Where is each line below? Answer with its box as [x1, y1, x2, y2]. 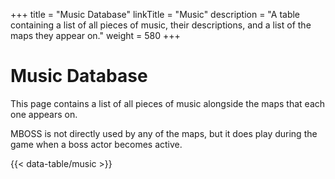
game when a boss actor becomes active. [10, 138, 183, 150]
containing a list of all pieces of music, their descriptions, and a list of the [10, 19, 312, 31]
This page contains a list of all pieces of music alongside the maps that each [10, 97, 326, 109]
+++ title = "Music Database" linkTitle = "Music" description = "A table [10, 9, 301, 20]
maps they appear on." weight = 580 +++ [10, 30, 181, 41]
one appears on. [10, 108, 78, 120]
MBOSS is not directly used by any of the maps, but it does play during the [10, 127, 318, 139]
